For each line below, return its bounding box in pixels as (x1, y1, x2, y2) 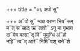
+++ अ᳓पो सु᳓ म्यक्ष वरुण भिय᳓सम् (6, 18, 73, 25)
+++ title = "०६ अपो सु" (6, 6, 59, 13)
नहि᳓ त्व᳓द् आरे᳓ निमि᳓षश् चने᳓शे (6, 38, 70, 45)
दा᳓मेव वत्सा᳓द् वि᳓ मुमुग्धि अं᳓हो (6, 31, 67, 38)
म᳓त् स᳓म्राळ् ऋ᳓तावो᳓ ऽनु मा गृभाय (6, 25, 73, 31)
